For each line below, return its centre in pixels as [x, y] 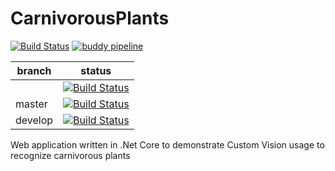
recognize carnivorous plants [70, 155]
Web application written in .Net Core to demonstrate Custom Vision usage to [167, 144]
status [96, 70]
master [31, 104]
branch [34, 70]
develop [34, 120]
